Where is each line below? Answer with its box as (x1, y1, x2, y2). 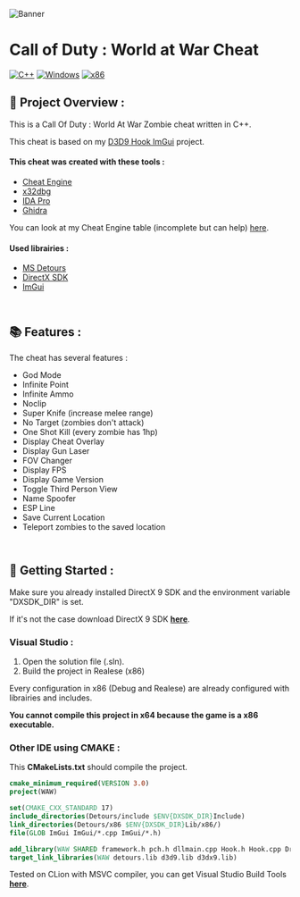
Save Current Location (21, 512, 105, 523)
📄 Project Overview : (9, 95, 125, 111)
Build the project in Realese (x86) (21, 666, 146, 676)
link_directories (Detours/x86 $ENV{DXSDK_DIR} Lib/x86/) (9, 820, 221, 829)
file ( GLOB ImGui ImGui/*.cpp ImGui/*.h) (9, 828, 162, 837)
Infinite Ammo (21, 389, 74, 399)
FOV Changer (21, 455, 73, 465)
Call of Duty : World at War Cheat (9, 40, 259, 60)
